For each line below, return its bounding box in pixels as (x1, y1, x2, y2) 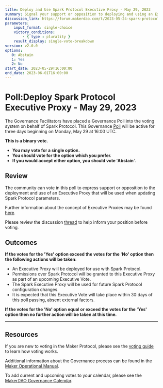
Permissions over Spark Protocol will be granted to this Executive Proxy (12, 271, 155, 277)
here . (5, 210, 16, 215)
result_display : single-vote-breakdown (14, 39, 95, 44)
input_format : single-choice (14, 25, 73, 30)
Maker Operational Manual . (5, 363, 60, 369)
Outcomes (5, 238, 37, 247)
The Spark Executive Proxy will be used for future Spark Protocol (12, 281, 142, 288)
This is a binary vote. (5, 137, 49, 144)
